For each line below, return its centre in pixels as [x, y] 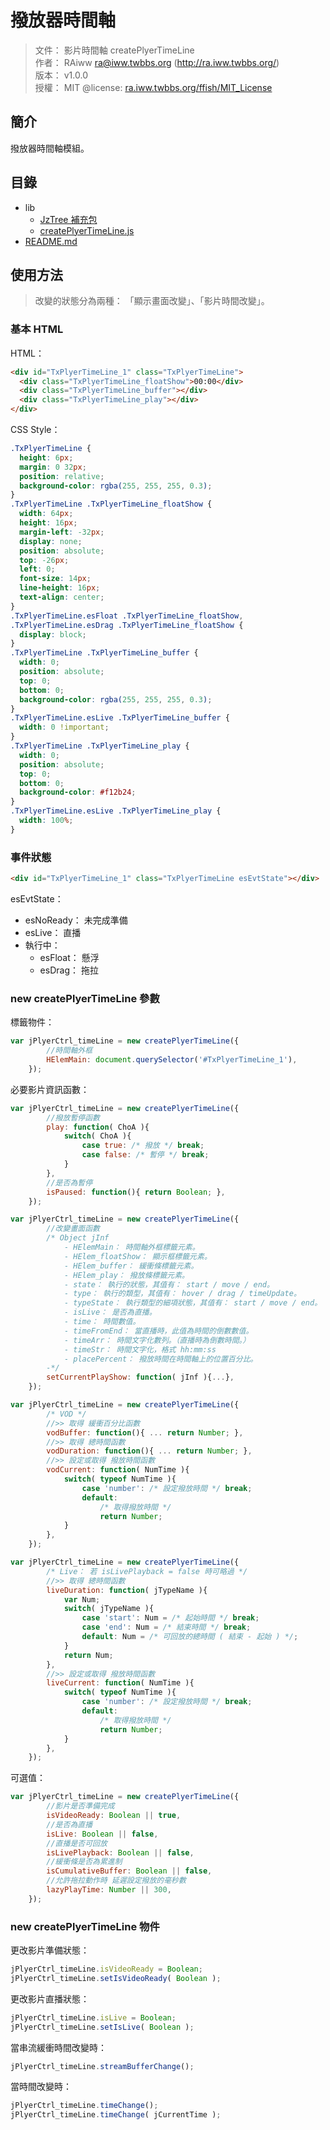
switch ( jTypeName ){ [109, 1609]
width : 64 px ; [46, 514]
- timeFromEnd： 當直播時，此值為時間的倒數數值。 [158, 1331]
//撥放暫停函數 [73, 1117]
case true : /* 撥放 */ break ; [143, 1146]
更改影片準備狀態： [50, 1950]
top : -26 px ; [44, 560]
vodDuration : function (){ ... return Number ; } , [149, 1451]
